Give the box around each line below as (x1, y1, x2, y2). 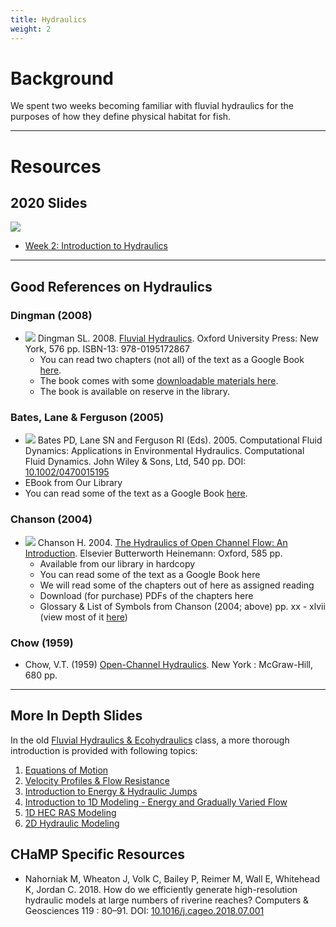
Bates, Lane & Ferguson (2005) (10, 411, 165, 425)
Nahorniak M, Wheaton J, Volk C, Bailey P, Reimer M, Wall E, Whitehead (24, 872, 321, 885)
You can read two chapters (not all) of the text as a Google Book (39, 354, 305, 366)
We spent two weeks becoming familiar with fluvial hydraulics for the (10, 100, 294, 112)
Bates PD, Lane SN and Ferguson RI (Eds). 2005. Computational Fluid (37, 434, 323, 446)
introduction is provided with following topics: (10, 744, 198, 756)
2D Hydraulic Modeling (24, 817, 120, 829)
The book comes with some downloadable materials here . (39, 375, 279, 387)
